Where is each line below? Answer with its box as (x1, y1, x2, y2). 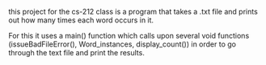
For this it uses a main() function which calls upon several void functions (8, 31, 250, 40)
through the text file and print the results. (8, 48, 146, 57)
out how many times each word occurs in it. (8, 15, 154, 25)
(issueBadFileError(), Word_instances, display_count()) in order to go (8, 39, 237, 49)
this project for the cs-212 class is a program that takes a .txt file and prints (8, 7, 259, 16)
